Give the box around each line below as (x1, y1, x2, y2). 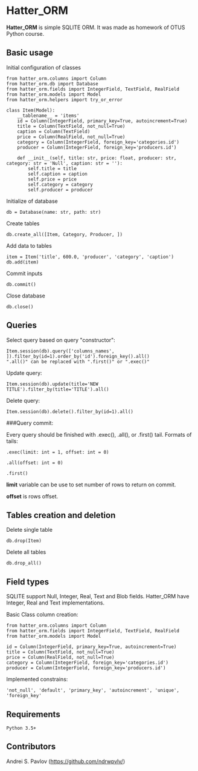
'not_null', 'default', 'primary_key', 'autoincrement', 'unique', (6, 687, 180, 693)
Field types (6, 577, 49, 587)
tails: (6, 437, 18, 445)
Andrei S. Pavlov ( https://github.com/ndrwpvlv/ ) (6, 758, 126, 765)
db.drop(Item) (6, 538, 42, 544)
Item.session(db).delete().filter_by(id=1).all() (6, 408, 134, 415)
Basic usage (6, 48, 53, 58)
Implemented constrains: (6, 676, 68, 683)
